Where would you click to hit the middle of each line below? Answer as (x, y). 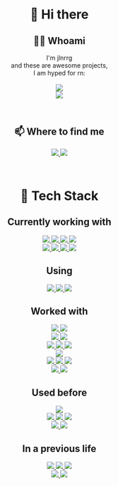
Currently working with (59, 222)
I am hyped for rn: (59, 73)
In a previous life (59, 449)
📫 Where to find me (59, 132)
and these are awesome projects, (59, 65)
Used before (59, 392)
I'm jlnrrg (59, 58)
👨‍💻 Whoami (59, 41)
